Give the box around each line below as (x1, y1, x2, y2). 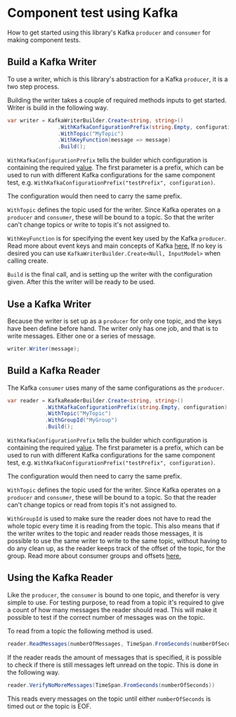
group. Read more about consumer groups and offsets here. (7, 552, 181, 560)
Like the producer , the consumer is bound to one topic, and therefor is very (7, 590, 220, 599)
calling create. (7, 257, 48, 265)
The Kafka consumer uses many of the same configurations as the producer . (7, 383, 225, 392)
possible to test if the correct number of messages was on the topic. (7, 613, 206, 621)
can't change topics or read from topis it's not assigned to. (7, 501, 177, 509)
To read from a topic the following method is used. (7, 626, 153, 635)
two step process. (7, 82, 60, 91)
